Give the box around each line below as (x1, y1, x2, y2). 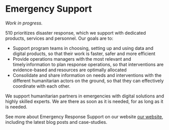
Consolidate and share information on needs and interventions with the (12, 72, 162, 78)
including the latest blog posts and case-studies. (5, 119, 108, 125)
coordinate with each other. (12, 83, 71, 89)
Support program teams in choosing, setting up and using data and (12, 45, 154, 51)
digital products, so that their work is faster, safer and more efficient (12, 50, 156, 57)
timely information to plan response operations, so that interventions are (12, 61, 164, 67)
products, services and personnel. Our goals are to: (5, 35, 114, 41)
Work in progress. (5, 20, 43, 26)
